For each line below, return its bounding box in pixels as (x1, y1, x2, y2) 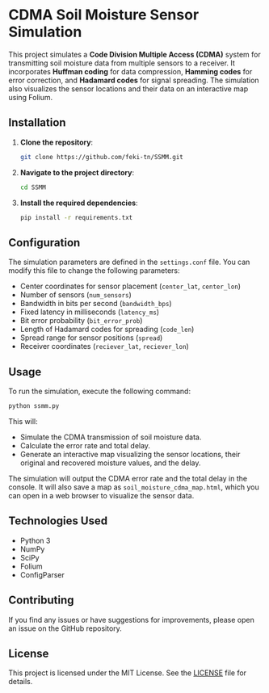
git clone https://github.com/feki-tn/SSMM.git (19, 153, 183, 161)
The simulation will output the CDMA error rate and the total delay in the (8, 473, 248, 483)
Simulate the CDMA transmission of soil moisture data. (19, 432, 202, 442)
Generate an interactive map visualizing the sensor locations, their (19, 449, 241, 459)
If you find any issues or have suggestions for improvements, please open (8, 615, 254, 624)
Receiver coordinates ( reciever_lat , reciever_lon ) (19, 342, 190, 351)
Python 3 (19, 535, 51, 545)
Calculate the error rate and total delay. (19, 440, 151, 450)
